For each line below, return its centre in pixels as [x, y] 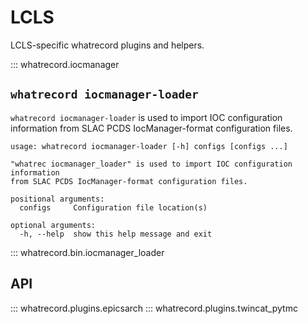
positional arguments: [57, 199]
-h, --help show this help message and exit [116, 234]
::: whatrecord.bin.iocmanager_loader [87, 252]
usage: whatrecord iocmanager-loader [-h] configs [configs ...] [149, 146]
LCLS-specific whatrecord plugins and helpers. [107, 45]
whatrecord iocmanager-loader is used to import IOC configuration [146, 117]
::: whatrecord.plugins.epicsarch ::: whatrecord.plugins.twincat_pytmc [154, 308]
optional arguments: [53, 225]
